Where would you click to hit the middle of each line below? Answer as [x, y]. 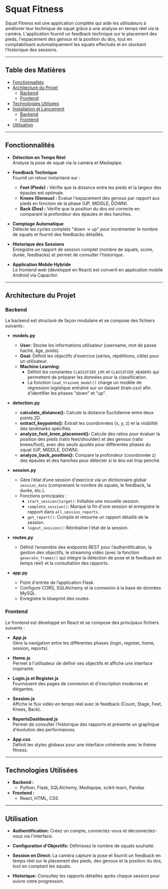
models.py [24, 336]
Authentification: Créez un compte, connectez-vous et [69, 831]
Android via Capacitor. [35, 275]
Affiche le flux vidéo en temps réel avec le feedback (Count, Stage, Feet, [87, 704]
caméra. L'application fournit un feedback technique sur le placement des [81, 34]
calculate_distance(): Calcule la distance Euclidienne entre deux [87, 413]
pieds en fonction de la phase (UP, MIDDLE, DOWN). [74, 203]
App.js [19, 638]
